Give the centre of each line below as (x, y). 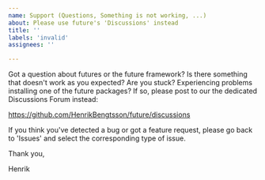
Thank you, (26, 154)
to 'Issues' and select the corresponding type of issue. (97, 138)
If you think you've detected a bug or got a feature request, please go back (131, 130)
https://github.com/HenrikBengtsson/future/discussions (99, 114)
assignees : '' (32, 45)
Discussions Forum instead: (53, 99)
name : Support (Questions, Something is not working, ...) (108, 15)
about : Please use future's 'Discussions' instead (93, 23)
